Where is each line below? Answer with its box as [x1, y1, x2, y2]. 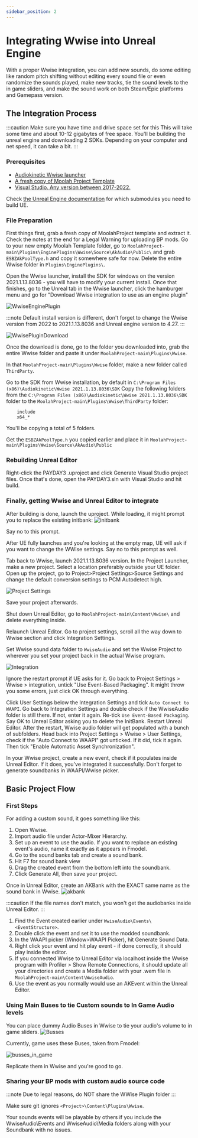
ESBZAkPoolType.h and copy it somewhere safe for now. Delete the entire [6, 255, 182, 262]
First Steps [6, 801, 38, 809]
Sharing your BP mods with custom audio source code [6, 1077, 165, 1085]
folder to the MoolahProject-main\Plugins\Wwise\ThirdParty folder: [6, 397, 168, 405]
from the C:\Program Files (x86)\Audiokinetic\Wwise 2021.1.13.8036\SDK [6, 391, 187, 398]
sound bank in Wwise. [6, 888, 60, 895]
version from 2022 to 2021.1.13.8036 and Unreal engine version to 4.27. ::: [6, 320, 185, 327]
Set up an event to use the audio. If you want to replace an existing [14, 839, 177, 846]
